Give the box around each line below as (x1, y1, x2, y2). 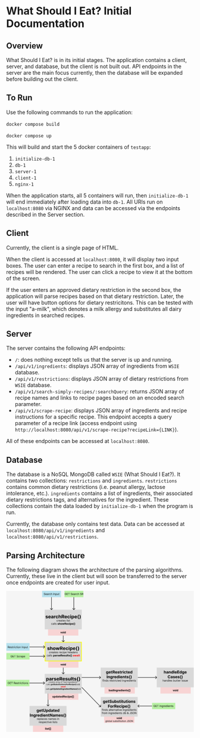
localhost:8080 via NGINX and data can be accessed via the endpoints (6, 204, 180, 211)
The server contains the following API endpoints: (6, 345, 126, 352)
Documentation (6, 17, 85, 30)
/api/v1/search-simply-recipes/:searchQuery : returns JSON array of (14, 388, 185, 395)
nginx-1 (14, 181, 34, 187)
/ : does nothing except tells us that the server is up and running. (14, 356, 173, 364)
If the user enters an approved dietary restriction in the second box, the (6, 286, 182, 293)
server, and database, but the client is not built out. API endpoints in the (6, 63, 182, 70)
